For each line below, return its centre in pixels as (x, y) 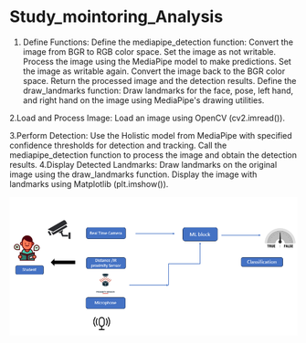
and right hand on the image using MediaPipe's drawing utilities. (143, 100)
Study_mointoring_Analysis (116, 17)
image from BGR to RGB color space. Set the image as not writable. (149, 51)
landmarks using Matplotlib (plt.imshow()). (89, 183)
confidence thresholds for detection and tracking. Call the (118, 145)
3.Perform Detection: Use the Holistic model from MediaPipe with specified (151, 135)
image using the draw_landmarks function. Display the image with (133, 174)
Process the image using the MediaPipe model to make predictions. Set (157, 61)
